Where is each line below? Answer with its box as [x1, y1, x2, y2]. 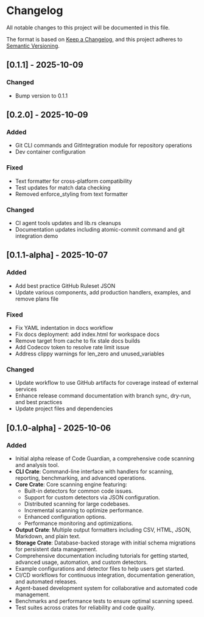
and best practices [15, 399, 63, 406]
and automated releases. [15, 577, 78, 585]
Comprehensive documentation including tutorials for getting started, [15, 552, 189, 559]
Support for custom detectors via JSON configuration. [24, 493, 160, 501]
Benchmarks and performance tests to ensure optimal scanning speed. [15, 597, 194, 604]
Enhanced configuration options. [24, 513, 107, 520]
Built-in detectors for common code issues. [24, 487, 133, 494]
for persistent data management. [15, 545, 97, 552]
